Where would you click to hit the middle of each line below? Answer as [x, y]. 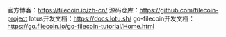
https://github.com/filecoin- [179, 10]
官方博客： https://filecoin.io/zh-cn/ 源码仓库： [74, 10]
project [17, 18]
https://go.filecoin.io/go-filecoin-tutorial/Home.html [81, 26]
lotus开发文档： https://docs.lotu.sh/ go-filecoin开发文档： [112, 18]
